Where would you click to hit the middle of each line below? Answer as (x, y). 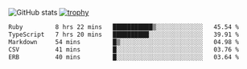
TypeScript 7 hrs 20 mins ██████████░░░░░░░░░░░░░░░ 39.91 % (124, 34)
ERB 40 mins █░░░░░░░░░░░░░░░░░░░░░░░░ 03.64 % (124, 57)
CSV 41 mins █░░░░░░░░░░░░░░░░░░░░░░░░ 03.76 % (124, 49)
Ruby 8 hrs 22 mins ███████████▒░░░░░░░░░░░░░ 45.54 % (124, 27)
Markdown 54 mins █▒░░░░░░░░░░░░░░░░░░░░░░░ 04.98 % (124, 42)
